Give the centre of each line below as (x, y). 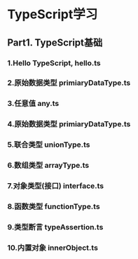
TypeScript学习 (53, 14)
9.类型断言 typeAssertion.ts (55, 227)
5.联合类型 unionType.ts (49, 145)
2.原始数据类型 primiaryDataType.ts (69, 83)
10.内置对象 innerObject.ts (53, 248)
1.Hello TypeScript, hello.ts (54, 62)
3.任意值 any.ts (33, 104)
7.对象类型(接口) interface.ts (56, 186)
